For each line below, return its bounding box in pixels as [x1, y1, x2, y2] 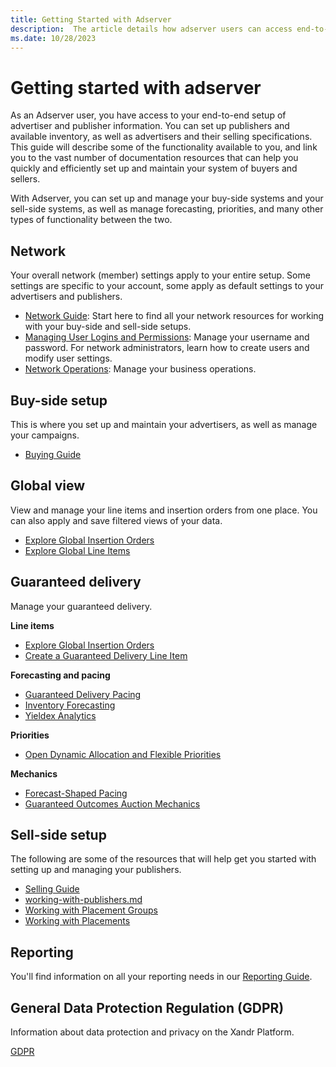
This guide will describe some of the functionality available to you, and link [10, 141, 318, 153]
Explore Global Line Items [24, 544, 131, 556]
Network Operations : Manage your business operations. [24, 363, 257, 375]
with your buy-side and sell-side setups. [24, 321, 192, 333]
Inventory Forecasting [24, 699, 116, 711]
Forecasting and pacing [10, 669, 111, 681]
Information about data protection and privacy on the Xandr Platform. [10, 1026, 295, 1038]
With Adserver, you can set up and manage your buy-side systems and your [10, 192, 324, 205]
